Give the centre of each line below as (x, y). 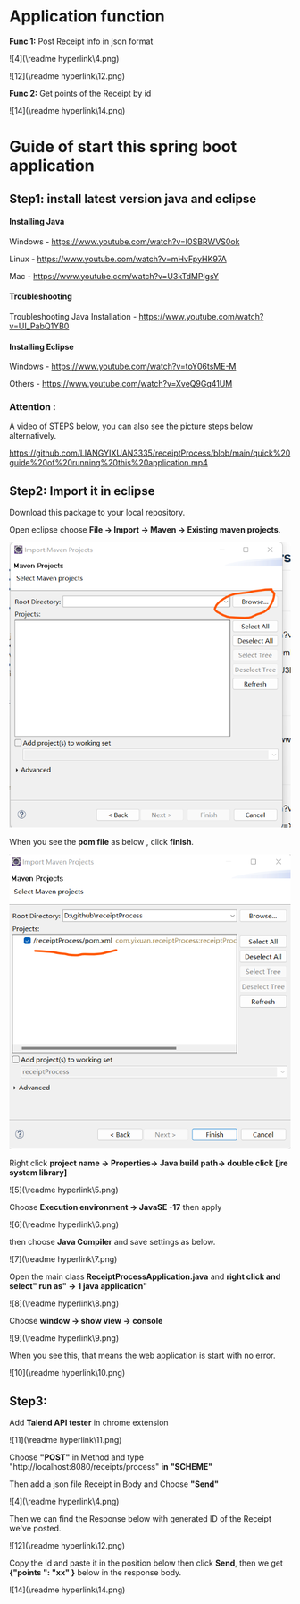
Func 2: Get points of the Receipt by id (80, 93)
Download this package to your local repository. (97, 513)
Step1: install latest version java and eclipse (133, 199)
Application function (87, 17)
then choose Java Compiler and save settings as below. (112, 1242)
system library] (38, 1173)
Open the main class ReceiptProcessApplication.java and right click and (145, 1276)
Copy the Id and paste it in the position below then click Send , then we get (146, 1563)
